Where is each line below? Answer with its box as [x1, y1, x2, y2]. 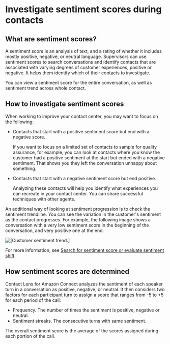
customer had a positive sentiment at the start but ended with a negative [12, 154, 165, 161]
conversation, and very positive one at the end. [5, 227, 104, 234]
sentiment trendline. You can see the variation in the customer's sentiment [5, 211, 161, 217]
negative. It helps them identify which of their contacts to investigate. [5, 70, 151, 76]
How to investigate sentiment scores [5, 100, 124, 108]
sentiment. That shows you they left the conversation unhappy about [12, 160, 157, 166]
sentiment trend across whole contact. [5, 85, 86, 91]
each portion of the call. [5, 333, 55, 339]
